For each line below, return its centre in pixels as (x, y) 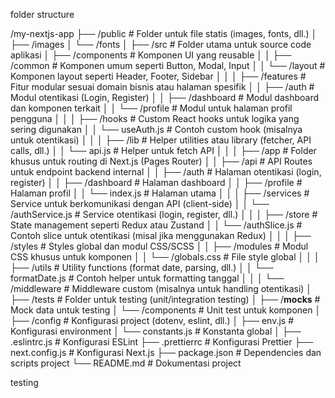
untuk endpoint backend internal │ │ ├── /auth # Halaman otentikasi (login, (166, 172)
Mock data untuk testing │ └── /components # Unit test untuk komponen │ (166, 310)
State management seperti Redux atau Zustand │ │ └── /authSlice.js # (156, 225)
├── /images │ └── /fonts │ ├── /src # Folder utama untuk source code (161, 44)
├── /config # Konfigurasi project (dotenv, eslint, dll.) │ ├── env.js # (152, 320)
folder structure (42, 14)
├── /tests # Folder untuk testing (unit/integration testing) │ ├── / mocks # (165, 299)
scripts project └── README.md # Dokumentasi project (126, 363)
